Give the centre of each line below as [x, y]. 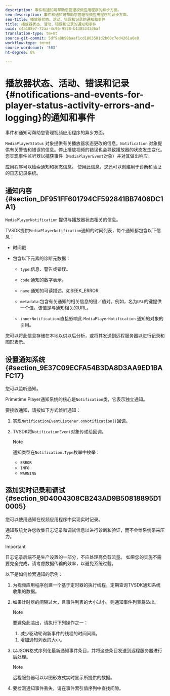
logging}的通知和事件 [50, 118]
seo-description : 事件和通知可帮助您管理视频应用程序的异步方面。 [68, 15]
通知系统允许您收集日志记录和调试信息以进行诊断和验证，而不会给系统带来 [83, 530]
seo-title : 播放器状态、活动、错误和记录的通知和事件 [55, 19]
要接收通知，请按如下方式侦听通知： [43, 410]
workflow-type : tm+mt [28, 43]
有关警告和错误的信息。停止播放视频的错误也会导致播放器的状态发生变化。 [87, 150]
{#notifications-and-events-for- [75, 95]
